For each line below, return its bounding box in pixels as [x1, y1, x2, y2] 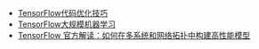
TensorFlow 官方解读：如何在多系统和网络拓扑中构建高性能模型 [17, 30, 251, 40]
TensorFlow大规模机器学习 [17, 19, 116, 29]
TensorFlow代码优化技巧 [17, 8, 109, 18]
